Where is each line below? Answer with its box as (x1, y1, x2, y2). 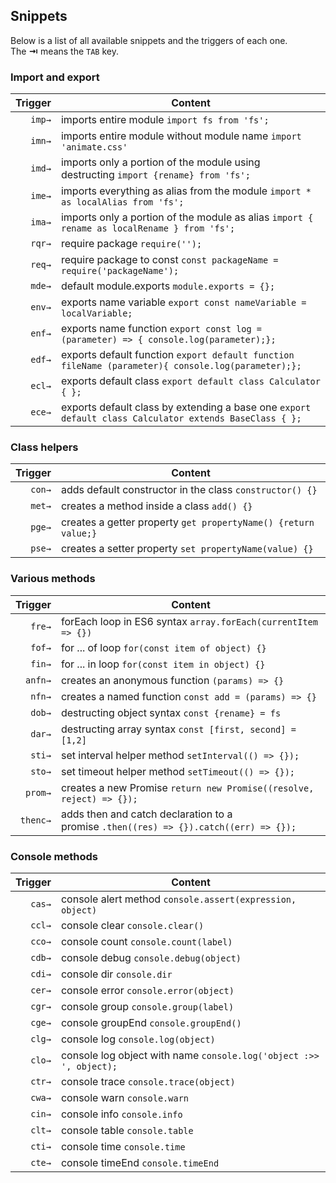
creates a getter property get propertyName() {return (60, 515, 315, 529)
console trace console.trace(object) (60, 1075, 236, 1088)
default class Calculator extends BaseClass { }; (60, 413, 302, 424)
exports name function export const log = (60, 322, 262, 336)
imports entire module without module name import (60, 129, 302, 143)
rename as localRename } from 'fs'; (60, 223, 236, 234)
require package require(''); (60, 237, 203, 251)
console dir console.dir (60, 967, 173, 981)
